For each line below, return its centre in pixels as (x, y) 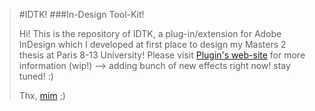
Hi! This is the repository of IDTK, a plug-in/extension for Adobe (150, 33)
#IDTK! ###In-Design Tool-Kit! (81, 14)
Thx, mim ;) (42, 95)
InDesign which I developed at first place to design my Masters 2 (152, 44)
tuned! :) (36, 76)
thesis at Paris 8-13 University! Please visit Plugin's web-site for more (162, 55)
